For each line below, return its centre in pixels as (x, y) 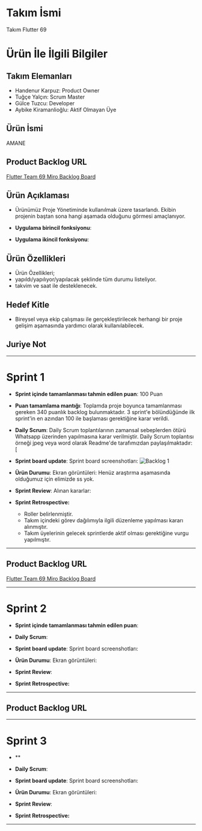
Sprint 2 (26, 608)
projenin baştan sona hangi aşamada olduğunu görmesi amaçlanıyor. (100, 216)
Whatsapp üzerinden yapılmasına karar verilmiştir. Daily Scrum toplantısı (104, 436)
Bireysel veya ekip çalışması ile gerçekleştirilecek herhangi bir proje (99, 319)
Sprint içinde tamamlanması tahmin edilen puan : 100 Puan (89, 394)
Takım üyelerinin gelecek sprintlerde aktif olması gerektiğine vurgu (106, 533)
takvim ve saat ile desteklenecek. (56, 286)
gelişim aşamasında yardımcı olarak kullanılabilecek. (79, 326)
